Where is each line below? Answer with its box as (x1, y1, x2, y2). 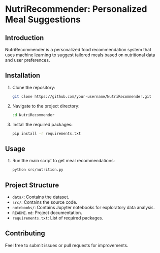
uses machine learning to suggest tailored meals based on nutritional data (5, 52, 155, 58)
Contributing (5, 229, 45, 238)
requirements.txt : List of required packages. (12, 215, 103, 220)
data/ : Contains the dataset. (12, 194, 70, 200)
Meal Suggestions (5, 14, 81, 25)
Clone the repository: (12, 84, 56, 90)
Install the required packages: (12, 121, 73, 127)
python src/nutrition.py (12, 167, 64, 172)
